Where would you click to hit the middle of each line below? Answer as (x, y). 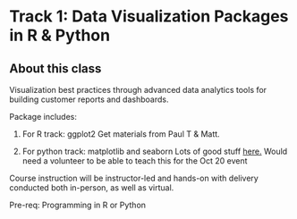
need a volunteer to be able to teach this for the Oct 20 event (135, 161)
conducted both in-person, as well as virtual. (92, 188)
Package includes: (43, 117)
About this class (55, 68)
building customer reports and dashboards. (89, 99)
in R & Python (59, 35)
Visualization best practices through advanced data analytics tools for (138, 90)
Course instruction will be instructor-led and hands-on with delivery (134, 178)
